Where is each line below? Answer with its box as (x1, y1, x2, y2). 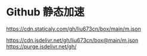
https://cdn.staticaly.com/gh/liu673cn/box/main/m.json (6, 25, 141, 32)
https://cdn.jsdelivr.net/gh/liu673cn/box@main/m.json (6, 37, 139, 44)
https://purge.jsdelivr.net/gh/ (6, 42, 77, 50)
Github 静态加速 (6, 5, 85, 19)
